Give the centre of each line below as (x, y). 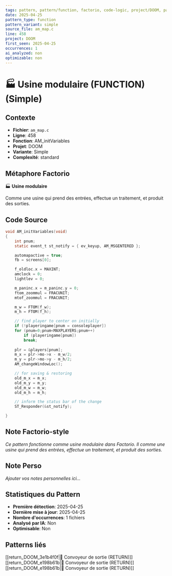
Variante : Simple (30, 152)
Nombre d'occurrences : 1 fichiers (49, 518)
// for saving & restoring (43, 373)
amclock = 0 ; (28, 274)
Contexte (20, 118)
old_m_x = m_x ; (31, 378)
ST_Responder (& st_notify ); (43, 407)
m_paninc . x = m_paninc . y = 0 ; (47, 288)
